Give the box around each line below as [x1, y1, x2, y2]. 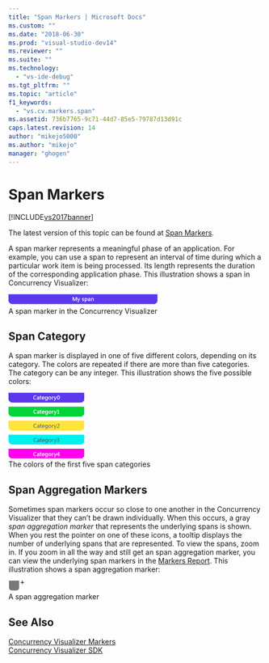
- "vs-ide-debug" [15, 73, 74, 81]
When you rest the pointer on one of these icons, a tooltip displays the [8, 530, 242, 540]
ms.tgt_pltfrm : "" [8, 81, 70, 89]
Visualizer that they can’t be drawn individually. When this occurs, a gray [8, 513, 250, 523]
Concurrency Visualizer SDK [8, 645, 103, 655]
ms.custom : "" [8, 21, 57, 30]
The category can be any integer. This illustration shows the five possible [8, 368, 252, 378]
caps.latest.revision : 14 [8, 124, 95, 133]
